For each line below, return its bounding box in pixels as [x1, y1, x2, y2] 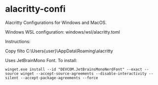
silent [5, 75, 19, 80]
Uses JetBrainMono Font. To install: [5, 57, 78, 63]
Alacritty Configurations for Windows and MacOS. [5, 20, 107, 25]
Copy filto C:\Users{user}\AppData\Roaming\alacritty [5, 48, 114, 54]
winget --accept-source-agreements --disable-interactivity [20, 71, 147, 76]
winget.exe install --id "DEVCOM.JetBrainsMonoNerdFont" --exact [5, 67, 142, 72]
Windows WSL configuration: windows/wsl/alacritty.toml [5, 29, 120, 35]
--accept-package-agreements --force [20, 75, 98, 80]
